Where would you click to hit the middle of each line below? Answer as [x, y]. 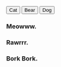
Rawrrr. [17, 42]
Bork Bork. [22, 58]
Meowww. [22, 26]
